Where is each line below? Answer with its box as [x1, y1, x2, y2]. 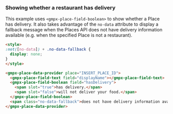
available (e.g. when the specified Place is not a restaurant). [5, 32, 133, 39]
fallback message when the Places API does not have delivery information [5, 27, 163, 33]
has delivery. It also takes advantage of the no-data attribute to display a [5, 21, 159, 27]
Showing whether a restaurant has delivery [5, 4, 116, 11]
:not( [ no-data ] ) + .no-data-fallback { [5, 47, 91, 52]
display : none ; [10, 52, 43, 57]
